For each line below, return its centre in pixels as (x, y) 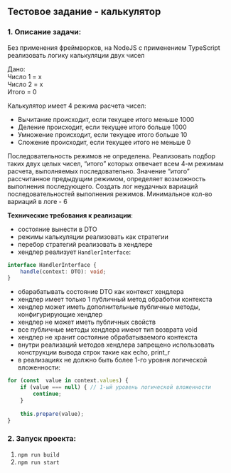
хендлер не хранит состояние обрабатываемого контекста (107, 337)
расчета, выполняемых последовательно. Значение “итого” (98, 171)
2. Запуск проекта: (42, 439)
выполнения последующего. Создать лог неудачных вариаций (103, 186)
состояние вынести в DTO (57, 229)
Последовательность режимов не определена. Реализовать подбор (111, 156)
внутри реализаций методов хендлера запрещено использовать (116, 345)
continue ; (47, 394)
